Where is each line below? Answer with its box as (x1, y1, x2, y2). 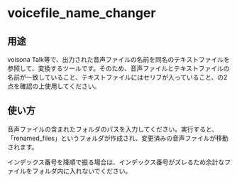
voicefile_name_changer (7, 5, 156, 21)
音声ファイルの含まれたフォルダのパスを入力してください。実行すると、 (7, 124, 219, 133)
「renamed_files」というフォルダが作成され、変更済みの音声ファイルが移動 (7, 134, 229, 142)
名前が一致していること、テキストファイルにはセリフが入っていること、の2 (7, 73, 228, 81)
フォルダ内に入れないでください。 (31, 166, 132, 175)
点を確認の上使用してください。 (7, 82, 101, 90)
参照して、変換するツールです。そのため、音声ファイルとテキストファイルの (7, 64, 230, 73)
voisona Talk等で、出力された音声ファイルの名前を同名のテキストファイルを (7, 55, 231, 63)
